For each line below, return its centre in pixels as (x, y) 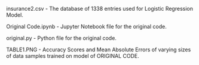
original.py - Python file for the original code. (61, 38)
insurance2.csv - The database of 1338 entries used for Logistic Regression (99, 9)
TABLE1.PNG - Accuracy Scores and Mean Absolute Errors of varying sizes (99, 49)
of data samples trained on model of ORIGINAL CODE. (73, 56)
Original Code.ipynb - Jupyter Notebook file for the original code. (87, 27)
